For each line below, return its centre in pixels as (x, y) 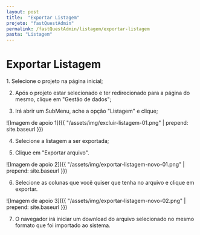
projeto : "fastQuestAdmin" (40, 23)
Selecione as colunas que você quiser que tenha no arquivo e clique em (105, 183)
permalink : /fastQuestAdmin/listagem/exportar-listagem (78, 29)
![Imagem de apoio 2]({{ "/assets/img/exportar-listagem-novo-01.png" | (96, 165)
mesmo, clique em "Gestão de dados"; (63, 99)
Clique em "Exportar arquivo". (52, 153)
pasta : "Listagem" (29, 35)
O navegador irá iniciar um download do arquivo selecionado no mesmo (105, 219)
